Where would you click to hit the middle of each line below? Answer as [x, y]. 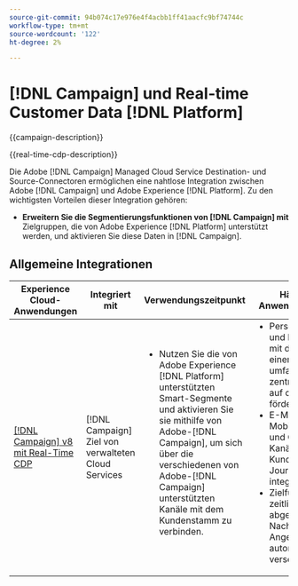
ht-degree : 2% [35, 42]
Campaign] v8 [43, 442]
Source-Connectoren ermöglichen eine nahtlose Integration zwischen [137, 181]
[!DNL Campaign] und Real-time [129, 94]
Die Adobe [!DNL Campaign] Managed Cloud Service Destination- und [138, 172]
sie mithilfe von [191, 420]
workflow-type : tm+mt [49, 26]
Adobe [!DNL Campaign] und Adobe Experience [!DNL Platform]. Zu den [141, 191]
